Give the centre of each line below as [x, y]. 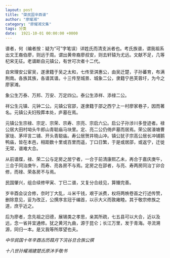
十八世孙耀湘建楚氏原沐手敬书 [36, 251]
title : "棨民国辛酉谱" [27, 15]
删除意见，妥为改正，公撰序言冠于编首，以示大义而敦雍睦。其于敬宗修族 [80, 200]
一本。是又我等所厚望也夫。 [52, 229]
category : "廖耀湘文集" [28, 24]
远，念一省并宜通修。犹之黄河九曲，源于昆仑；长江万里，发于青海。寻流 [80, 223]
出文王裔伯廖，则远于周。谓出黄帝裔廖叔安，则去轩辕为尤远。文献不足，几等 [85, 55]
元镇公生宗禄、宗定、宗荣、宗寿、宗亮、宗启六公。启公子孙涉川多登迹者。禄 [85, 123]
